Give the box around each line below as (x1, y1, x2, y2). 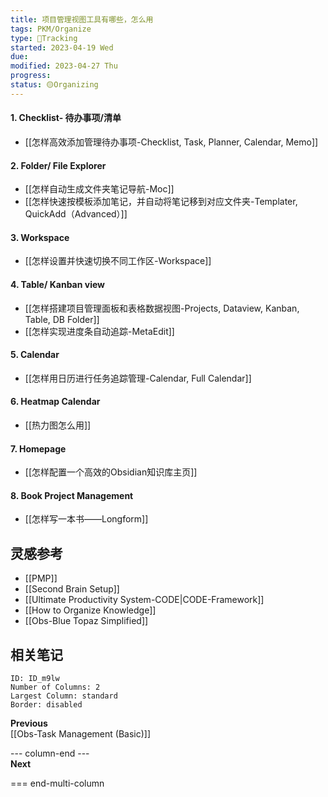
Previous (10, 717, 48, 729)
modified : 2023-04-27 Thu (10, 61, 118, 71)
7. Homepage (10, 442, 67, 455)
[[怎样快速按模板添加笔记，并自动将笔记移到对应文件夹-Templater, (24, 196, 298, 208)
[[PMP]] (24, 572, 58, 585)
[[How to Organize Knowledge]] (24, 604, 157, 616)
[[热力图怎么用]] (24, 419, 92, 431)
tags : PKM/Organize (10, 24, 92, 34)
